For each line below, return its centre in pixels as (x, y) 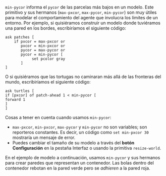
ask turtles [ (20, 91)
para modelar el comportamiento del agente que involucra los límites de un (82, 18)
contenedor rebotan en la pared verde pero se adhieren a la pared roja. (78, 168)
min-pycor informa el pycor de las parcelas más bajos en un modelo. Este (80, 7)
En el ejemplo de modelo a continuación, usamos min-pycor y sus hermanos (83, 157)
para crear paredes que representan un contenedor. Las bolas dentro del (80, 163)
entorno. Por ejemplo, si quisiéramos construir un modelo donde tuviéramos (83, 23)
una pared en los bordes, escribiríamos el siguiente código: (66, 28)
